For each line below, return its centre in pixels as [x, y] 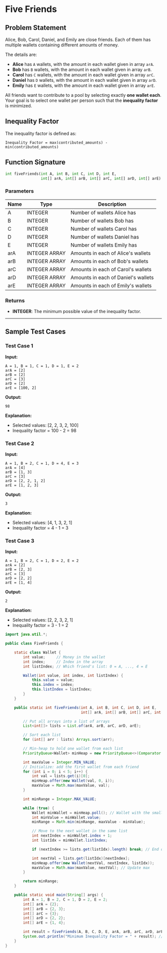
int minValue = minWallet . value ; [66, 817]
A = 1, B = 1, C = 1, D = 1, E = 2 [42, 366]
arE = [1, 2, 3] [22, 485]
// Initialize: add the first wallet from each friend [81, 767]
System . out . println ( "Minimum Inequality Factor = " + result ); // [93, 937]
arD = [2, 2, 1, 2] [25, 481]
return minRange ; [41, 881]
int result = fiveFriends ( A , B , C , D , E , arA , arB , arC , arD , [89, 932]
